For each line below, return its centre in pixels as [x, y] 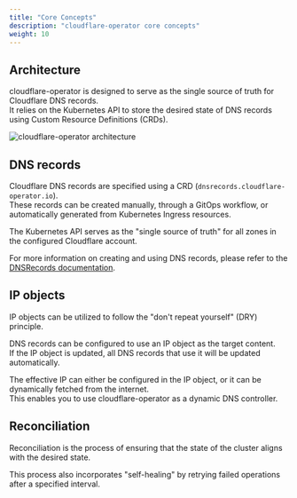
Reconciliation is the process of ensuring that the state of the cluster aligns [146, 447]
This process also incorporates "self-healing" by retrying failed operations [145, 474]
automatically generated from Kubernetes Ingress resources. [121, 214]
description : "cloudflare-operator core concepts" [105, 26]
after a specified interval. [55, 484]
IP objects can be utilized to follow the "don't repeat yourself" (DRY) [133, 317]
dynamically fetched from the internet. [79, 389]
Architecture [45, 70]
